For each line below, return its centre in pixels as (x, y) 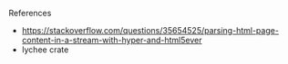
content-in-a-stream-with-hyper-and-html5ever (112, 40)
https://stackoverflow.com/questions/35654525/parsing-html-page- (150, 30)
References (30, 13)
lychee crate (45, 50)
